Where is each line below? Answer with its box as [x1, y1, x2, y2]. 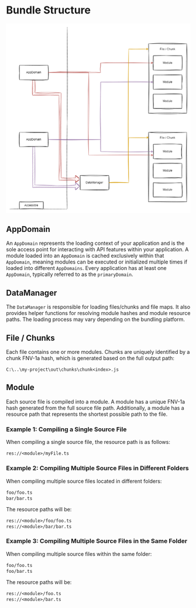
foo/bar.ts [6, 568, 33, 574]
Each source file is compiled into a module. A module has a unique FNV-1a [6, 398, 185, 405]
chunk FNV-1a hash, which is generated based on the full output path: [6, 355, 174, 362]
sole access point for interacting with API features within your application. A [6, 246, 189, 253]
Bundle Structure [6, 4, 91, 17]
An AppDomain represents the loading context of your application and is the [6, 240, 185, 247]
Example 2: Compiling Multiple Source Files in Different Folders [6, 464, 189, 472]
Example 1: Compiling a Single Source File [6, 425, 127, 433]
